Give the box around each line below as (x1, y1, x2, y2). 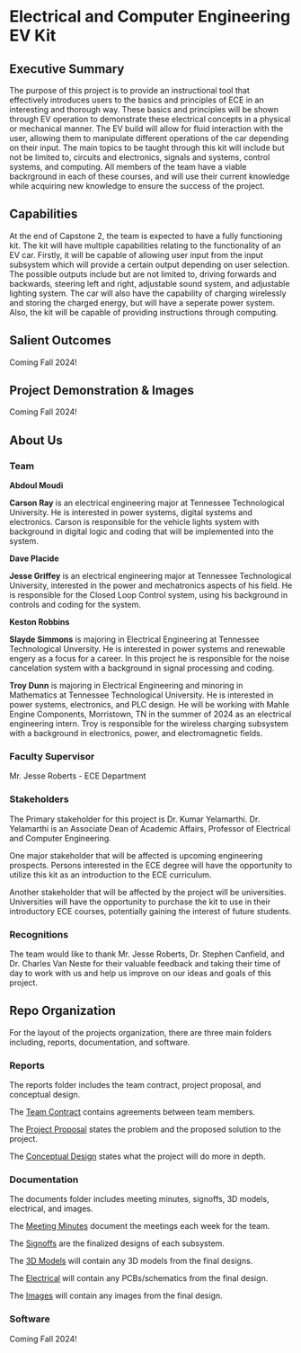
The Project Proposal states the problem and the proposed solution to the (9, 1124, 281, 1135)
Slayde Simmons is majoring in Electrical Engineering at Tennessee (9, 634, 260, 645)
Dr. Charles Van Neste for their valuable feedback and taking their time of (9, 958, 281, 969)
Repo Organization (9, 1003, 117, 1019)
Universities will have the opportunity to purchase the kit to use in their (9, 896, 271, 907)
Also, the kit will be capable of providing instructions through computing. (9, 307, 279, 317)
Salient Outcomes (9, 333, 111, 348)
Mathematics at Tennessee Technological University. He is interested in (9, 690, 274, 700)
